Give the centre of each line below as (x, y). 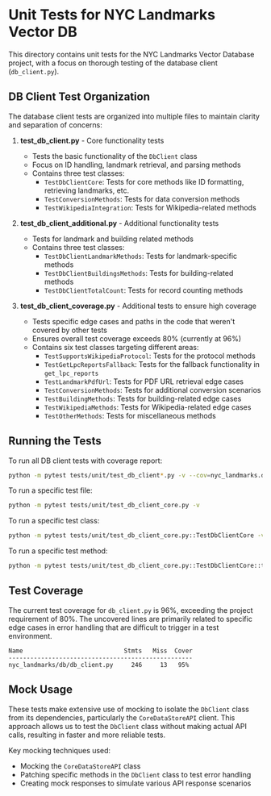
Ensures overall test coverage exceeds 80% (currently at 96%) (137, 338)
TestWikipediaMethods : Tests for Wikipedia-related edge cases (148, 407)
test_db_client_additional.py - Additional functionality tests (119, 223)
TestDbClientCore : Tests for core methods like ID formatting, (144, 181)
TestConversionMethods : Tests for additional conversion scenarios (152, 390)
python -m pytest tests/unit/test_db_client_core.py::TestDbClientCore (131, 536)
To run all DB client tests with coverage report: (85, 461)
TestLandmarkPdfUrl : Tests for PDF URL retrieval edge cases (144, 381)
